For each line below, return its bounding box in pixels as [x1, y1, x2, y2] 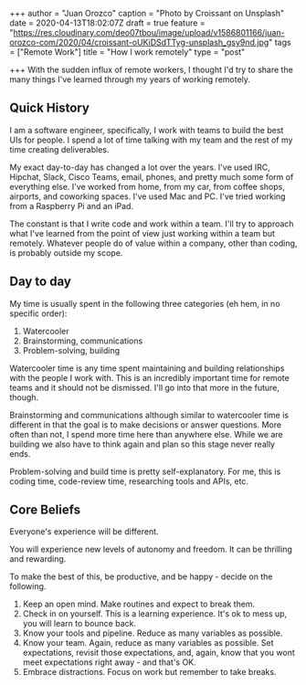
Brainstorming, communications [22, 335, 143, 346]
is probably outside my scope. [9, 247, 123, 258]
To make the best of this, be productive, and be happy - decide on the [9, 571, 273, 583]
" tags [268, 37, 291, 47]
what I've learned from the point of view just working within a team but [9, 227, 276, 238]
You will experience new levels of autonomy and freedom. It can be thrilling [9, 543, 292, 555]
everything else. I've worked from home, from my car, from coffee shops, [9, 181, 285, 192]
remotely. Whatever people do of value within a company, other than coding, [9, 237, 298, 248]
